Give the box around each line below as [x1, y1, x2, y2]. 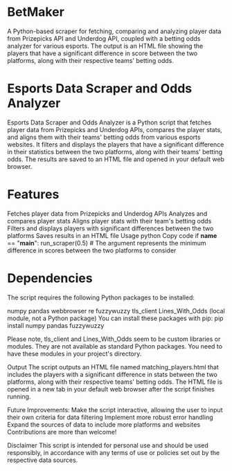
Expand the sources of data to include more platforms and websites [7, 420, 201, 429]
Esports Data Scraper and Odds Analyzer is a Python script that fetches [7, 118, 212, 127]
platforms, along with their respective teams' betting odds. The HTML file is [7, 378, 223, 386]
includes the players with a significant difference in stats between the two [7, 370, 218, 378]
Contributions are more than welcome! [7, 427, 117, 436]
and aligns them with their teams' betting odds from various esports [7, 133, 201, 141]
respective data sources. [7, 456, 78, 464]
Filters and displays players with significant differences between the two [7, 224, 214, 232]
